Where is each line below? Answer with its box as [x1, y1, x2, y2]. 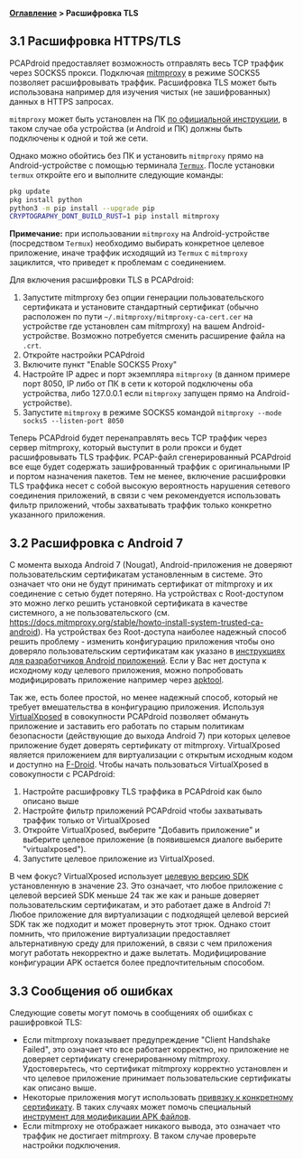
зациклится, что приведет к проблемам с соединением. [9, 257, 227, 268]
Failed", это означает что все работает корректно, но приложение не [22, 1043, 289, 1054]
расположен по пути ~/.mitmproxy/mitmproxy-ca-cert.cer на [22, 311, 253, 322]
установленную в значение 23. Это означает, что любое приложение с [9, 880, 284, 892]
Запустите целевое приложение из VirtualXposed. [22, 853, 215, 865]
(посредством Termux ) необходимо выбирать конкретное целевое [9, 238, 264, 249]
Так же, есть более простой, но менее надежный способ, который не [9, 692, 278, 703]
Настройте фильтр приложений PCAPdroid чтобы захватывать [22, 805, 263, 816]
